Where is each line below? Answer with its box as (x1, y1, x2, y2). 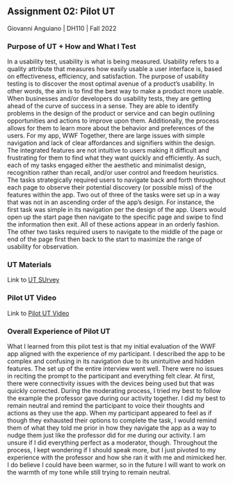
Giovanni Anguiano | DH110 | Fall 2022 (7, 24, 117, 32)
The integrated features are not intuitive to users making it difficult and (7, 146, 209, 155)
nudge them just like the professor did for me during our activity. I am (7, 431, 206, 439)
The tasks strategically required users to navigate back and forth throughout (7, 176, 226, 184)
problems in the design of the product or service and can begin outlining (7, 109, 215, 118)
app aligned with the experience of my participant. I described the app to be (7, 350, 225, 358)
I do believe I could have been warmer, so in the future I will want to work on (7, 461, 226, 469)
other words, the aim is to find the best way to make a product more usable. (7, 87, 224, 95)
